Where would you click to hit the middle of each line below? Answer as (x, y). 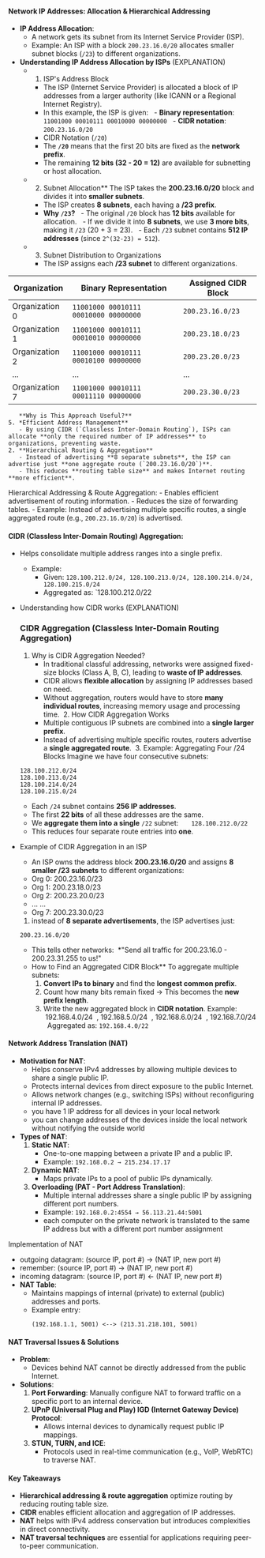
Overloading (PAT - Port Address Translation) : (108, 1187)
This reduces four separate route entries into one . (112, 831)
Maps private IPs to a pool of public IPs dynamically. (128, 1178)
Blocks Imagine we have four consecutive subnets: (126, 756)
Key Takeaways (35, 1478)
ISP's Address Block (76, 79)
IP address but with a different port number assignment (133, 1229)
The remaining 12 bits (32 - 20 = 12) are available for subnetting (147, 163)
